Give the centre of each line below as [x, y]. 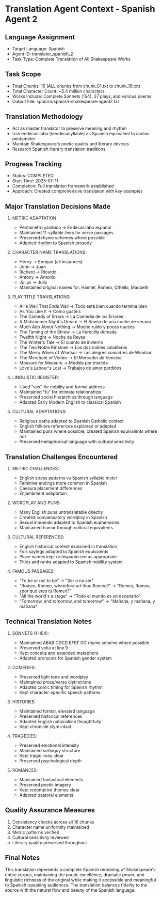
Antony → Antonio [37, 277]
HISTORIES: [24, 702]
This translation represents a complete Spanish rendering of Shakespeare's [81, 869]
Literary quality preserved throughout [49, 842]
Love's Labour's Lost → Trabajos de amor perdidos [70, 368]
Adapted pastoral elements [46, 795]
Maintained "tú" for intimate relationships [60, 392]
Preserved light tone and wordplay [54, 677]
